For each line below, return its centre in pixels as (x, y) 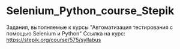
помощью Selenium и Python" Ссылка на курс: (66, 33)
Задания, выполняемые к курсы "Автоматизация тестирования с (90, 27)
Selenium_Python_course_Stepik (90, 11)
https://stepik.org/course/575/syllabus (54, 40)
